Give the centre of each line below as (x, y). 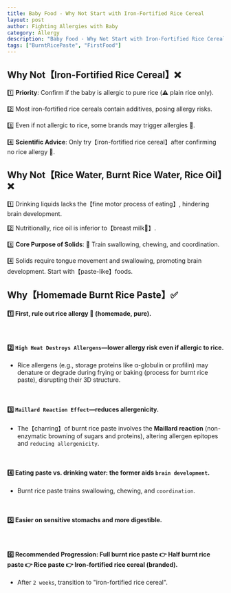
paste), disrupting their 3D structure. (69, 380)
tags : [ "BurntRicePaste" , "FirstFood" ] (64, 45)
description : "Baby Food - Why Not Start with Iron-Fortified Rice (106, 39)
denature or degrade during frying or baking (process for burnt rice (112, 373)
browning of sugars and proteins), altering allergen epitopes (133, 436)
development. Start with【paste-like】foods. (70, 271)
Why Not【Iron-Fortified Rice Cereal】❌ (94, 75)
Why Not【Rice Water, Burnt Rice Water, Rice (106, 175)
